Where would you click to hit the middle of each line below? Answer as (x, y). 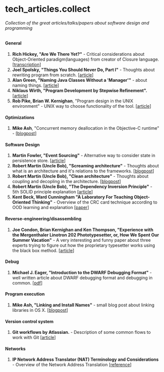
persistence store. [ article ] (39, 161)
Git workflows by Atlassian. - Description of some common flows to (81, 332)
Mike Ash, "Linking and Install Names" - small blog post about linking (83, 305)
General (13, 43)
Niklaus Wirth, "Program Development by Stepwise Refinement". (80, 91)
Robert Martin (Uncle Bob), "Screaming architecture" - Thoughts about (85, 166)
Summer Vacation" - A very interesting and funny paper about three (81, 240)
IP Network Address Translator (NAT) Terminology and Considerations (85, 360)
